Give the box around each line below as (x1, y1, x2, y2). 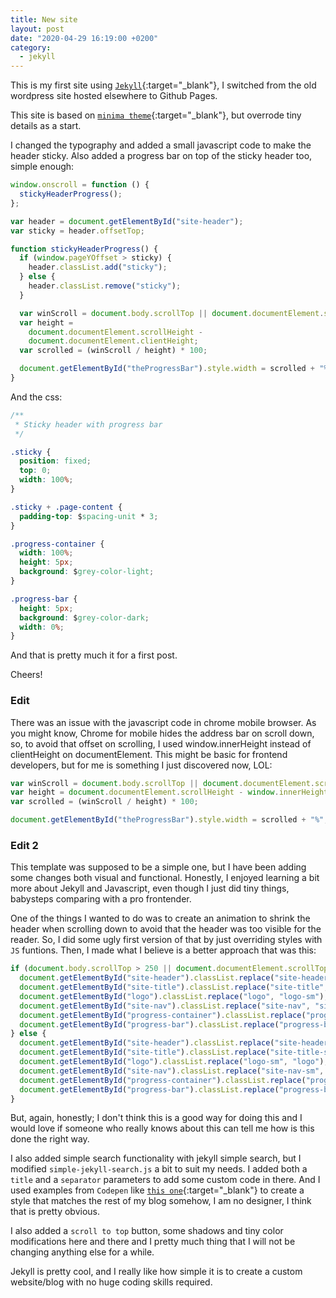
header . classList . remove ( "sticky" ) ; (28, 281, 182, 291)
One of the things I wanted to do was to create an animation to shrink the (10, 912, 311, 925)
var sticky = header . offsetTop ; (10, 226, 145, 236)
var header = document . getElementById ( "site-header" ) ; (10, 216, 244, 226)
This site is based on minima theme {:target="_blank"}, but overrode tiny (10, 109, 302, 121)
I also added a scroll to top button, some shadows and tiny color (10, 1225, 284, 1237)
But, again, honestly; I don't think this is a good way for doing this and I (10, 1112, 303, 1124)
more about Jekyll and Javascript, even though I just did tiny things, (10, 882, 290, 895)
